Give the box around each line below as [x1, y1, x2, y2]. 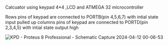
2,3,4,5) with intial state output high [5, 24, 79, 30]
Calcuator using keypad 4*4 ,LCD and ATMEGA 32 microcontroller [5, 4, 144, 10]
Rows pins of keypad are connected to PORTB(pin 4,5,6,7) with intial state [5, 14, 159, 19]
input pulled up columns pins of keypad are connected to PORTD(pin [5, 19, 148, 25]
